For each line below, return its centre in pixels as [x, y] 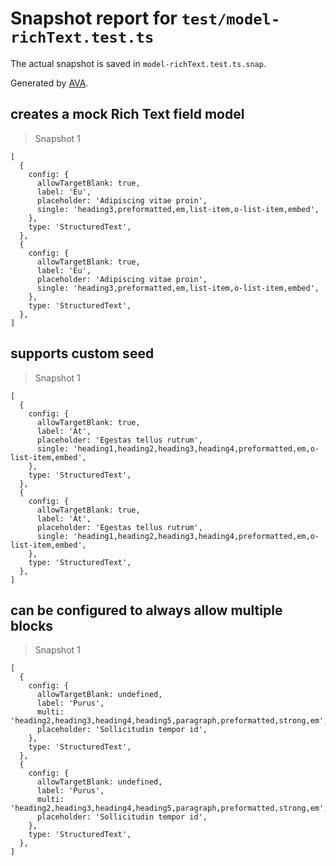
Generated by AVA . [49, 83]
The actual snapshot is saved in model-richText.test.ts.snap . [138, 63]
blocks [32, 625]
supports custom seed [82, 353]
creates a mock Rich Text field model [127, 114]
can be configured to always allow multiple [146, 610]
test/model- [231, 19]
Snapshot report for [94, 18]
